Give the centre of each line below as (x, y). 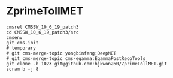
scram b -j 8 (22, 69)
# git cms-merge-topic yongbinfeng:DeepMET (61, 53)
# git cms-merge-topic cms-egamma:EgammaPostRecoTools (76, 58)
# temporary (21, 48)
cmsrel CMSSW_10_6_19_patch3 (43, 27)
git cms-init (22, 43)
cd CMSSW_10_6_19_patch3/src (43, 32)
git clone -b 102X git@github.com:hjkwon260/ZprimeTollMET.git (87, 64)
